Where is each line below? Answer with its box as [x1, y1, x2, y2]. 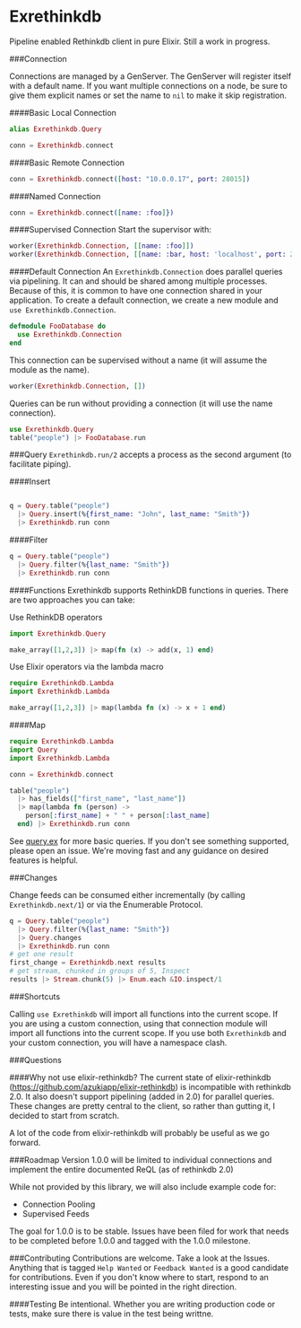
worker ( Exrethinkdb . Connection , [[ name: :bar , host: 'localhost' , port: [9, 250, 287, 259]
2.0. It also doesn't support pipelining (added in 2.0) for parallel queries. [9, 1091, 275, 1102]
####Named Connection [9, 190, 101, 201]
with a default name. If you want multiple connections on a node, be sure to [9, 80, 288, 91]
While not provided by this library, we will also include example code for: [9, 1181, 277, 1192]
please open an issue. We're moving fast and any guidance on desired [9, 845, 269, 856]
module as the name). [9, 364, 90, 374]
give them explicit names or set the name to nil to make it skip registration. [9, 90, 288, 101]
